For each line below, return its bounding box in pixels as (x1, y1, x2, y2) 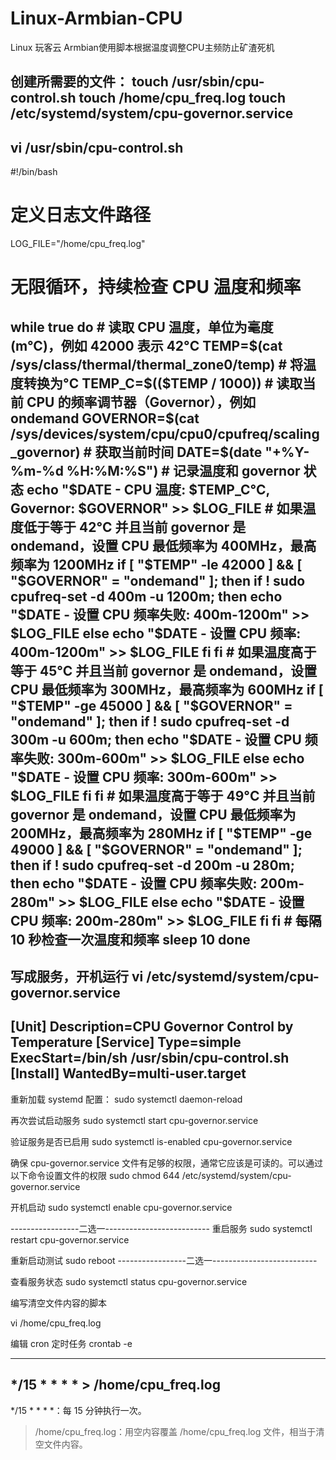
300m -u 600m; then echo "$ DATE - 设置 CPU (10, 731, 302, 748)
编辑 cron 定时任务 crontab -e (10, 1337, 133, 1349)
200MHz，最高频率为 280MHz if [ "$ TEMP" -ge (10, 825, 313, 842)
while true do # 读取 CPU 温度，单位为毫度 (10, 318, 274, 336)
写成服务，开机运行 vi (10, 968, 144, 986)
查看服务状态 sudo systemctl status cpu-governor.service (10, 1275, 248, 1287)
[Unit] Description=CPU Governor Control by (10, 1018, 294, 1036)
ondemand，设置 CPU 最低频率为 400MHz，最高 (10, 537, 317, 554)
